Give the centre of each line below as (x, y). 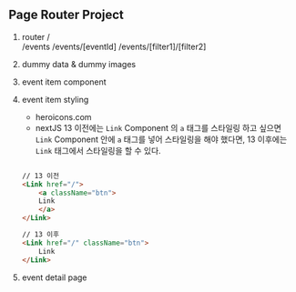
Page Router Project (66, 15)
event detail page (54, 277)
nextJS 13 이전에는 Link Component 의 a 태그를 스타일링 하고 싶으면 (158, 127)
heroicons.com (63, 116)
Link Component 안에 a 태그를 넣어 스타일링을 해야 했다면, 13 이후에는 (161, 139)
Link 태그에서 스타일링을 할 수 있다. (98, 150)
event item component (64, 82)
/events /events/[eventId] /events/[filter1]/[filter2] (114, 46)
